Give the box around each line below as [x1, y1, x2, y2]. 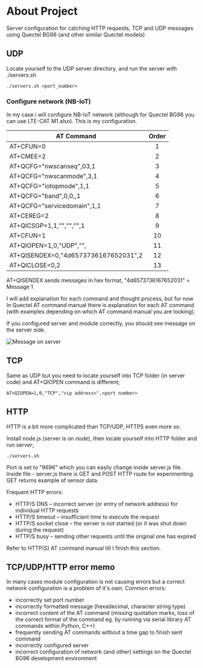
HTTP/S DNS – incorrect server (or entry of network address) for [15, 500, 178, 507]
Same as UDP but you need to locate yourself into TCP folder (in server [6, 372, 185, 379]
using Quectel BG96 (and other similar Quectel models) [6, 30, 145, 38]
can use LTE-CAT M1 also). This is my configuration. [6, 118, 137, 125]
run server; [6, 441, 35, 449]
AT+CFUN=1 [9, 232, 46, 240]
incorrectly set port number [15, 596, 85, 604]
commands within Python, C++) [15, 622, 96, 630]
